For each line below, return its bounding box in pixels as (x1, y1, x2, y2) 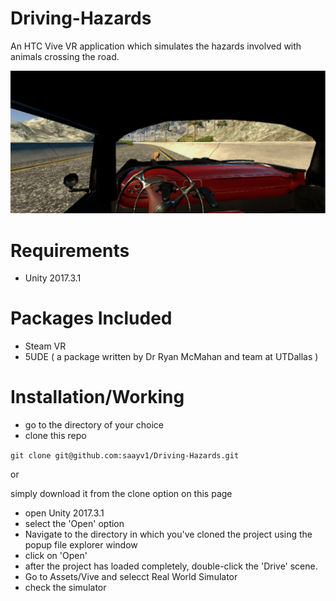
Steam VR (24, 340, 67, 352)
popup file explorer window (24, 539, 138, 551)
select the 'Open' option (24, 518, 125, 530)
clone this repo (24, 430, 87, 442)
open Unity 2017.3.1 (24, 507, 105, 519)
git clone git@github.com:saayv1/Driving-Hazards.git (10, 451, 240, 461)
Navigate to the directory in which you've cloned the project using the (24, 528, 313, 541)
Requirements (10, 239, 130, 262)
